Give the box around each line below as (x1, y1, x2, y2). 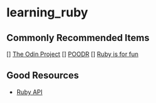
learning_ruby (6, 5, 89, 20)
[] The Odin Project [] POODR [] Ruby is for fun (6, 50, 139, 58)
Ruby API (16, 87, 43, 96)
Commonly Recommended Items (6, 32, 150, 44)
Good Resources (6, 70, 80, 81)
